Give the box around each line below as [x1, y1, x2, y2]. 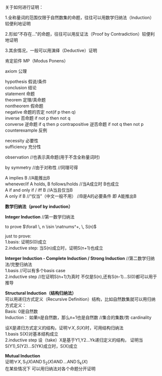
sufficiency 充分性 [5, 144, 41, 150]
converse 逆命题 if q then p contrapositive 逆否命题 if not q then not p [5, 121, 144, 127]
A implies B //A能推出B [5, 175, 50, 180]
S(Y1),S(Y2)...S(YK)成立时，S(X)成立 [5, 343, 78, 349]
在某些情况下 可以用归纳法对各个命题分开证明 [5, 365, 96, 372]
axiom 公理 [5, 68, 27, 74]
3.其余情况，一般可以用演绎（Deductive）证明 [5, 48, 97, 53]
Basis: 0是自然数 [5, 309, 38, 314]
